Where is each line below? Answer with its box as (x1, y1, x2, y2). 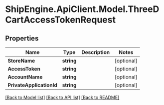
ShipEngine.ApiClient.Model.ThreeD (5, 3, 160, 15)
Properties (5, 34, 39, 42)
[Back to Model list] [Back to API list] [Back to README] (5, 94, 120, 100)
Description (81, 49, 110, 55)
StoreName (7, 57, 35, 64)
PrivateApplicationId (7, 81, 57, 88)
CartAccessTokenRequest (5, 14, 116, 25)
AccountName (7, 73, 43, 80)
